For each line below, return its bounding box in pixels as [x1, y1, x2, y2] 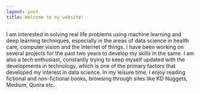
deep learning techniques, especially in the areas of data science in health [6, 37, 189, 44]
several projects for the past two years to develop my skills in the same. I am [6, 49, 195, 57]
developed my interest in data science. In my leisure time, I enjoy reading [6, 68, 186, 76]
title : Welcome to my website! [6, 14, 84, 20]
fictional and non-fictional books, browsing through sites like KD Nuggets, [6, 75, 188, 82]
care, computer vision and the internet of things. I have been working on [6, 43, 184, 51]
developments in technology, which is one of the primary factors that [6, 62, 176, 69]
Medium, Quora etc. [6, 81, 56, 88]
